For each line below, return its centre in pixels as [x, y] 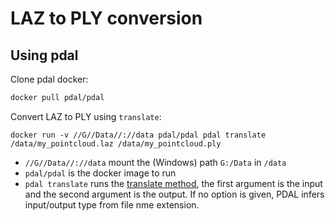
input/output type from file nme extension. [112, 204]
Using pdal [44, 55]
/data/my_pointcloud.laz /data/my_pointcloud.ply [116, 143]
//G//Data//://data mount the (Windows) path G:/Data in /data [155, 162]
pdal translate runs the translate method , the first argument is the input [173, 183]
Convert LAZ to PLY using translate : [86, 116]
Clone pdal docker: [49, 79]
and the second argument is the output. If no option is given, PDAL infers [174, 194]
